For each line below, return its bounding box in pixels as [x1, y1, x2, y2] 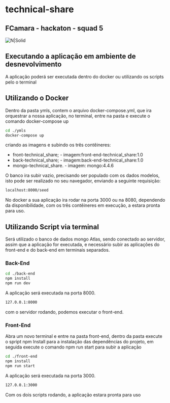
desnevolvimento [5, 60, 62, 69]
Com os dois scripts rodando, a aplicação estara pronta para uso [5, 391, 141, 398]
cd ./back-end [5, 271, 36, 276]
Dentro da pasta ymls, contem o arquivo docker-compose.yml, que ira [5, 107, 152, 113]
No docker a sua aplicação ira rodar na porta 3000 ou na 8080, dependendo [5, 197, 165, 203]
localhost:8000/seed [5, 187, 49, 193]
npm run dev [5, 281, 30, 286]
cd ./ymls [5, 128, 26, 133]
